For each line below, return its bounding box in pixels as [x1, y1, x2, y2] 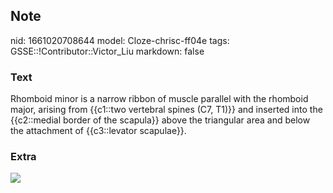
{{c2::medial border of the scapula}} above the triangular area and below [10, 114, 311, 126]
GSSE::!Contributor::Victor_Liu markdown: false [10, 45, 205, 57]
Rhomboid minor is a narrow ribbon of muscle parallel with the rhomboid [10, 93, 309, 105]
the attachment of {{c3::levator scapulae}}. [10, 125, 187, 137]
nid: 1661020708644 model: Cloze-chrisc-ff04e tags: [10, 34, 230, 46]
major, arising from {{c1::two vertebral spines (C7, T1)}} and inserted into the [10, 104, 323, 116]
